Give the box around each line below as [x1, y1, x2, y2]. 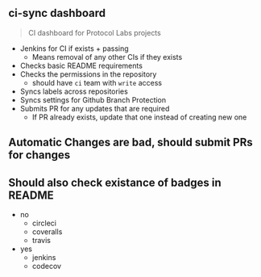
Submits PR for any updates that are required [19, 103, 170, 113]
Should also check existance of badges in [8, 175, 222, 189]
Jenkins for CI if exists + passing [19, 44, 129, 53]
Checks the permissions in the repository [19, 69, 157, 79]
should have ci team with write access [31, 78, 163, 87]
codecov [31, 262, 62, 271]
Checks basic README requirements [19, 61, 143, 70]
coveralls [31, 227, 63, 237]
